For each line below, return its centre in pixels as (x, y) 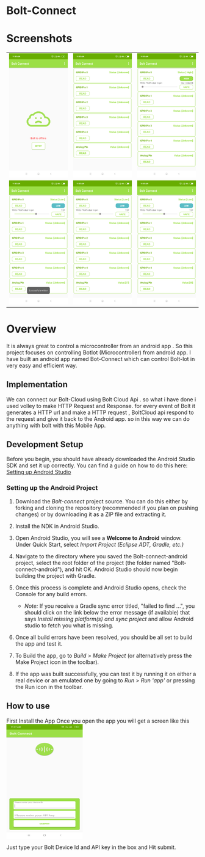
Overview (31, 329)
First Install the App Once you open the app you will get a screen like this (98, 721)
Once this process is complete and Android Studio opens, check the (101, 588)
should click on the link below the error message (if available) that (107, 612)
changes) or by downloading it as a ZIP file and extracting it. (91, 514)
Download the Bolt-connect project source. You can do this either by (101, 501)
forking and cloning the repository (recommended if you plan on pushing (106, 508)
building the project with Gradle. (56, 575)
